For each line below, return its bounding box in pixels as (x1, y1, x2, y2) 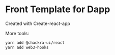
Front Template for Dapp (5, 4, 110, 15)
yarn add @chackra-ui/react (5, 40, 65, 45)
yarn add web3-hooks (5, 45, 49, 50)
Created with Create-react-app (5, 20, 70, 26)
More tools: (5, 30, 30, 36)
